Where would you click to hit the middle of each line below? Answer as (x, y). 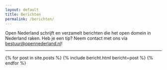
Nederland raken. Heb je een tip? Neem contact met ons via (66, 38)
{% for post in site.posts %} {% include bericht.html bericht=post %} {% (79, 58)
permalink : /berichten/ (30, 19)
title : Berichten (23, 14)
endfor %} (16, 63)
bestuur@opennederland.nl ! (34, 44)
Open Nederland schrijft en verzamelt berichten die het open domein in (78, 33)
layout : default (22, 10)
